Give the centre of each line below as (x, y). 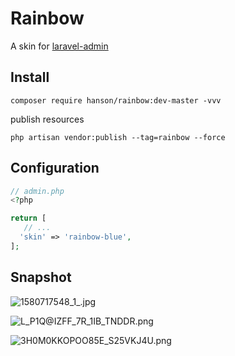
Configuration (55, 168)
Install (30, 77)
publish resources (47, 119)
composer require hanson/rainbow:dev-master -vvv (116, 100)
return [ (28, 218)
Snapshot (41, 277)
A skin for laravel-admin (59, 46)
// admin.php (37, 191)
